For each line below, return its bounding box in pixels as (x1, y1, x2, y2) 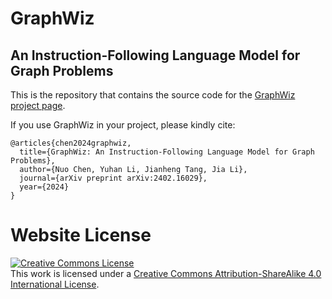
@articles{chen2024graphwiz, (10, 138, 132, 148)
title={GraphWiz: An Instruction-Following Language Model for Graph (19, 147, 315, 157)
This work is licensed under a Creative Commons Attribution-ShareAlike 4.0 (10, 267, 322, 279)
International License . (10, 278, 100, 290)
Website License (10, 224, 152, 247)
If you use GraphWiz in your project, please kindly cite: (10, 119, 236, 131)
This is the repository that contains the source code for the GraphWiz (10, 89, 296, 101)
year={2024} (19, 182, 70, 192)
